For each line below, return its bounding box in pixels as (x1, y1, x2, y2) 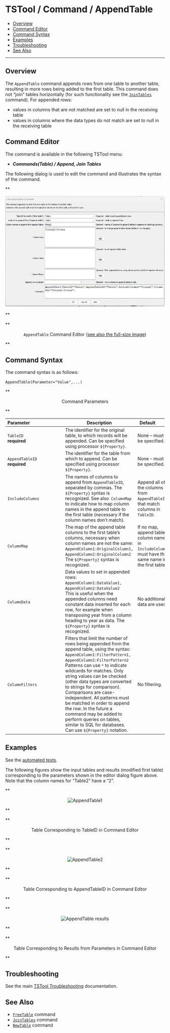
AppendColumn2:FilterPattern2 (65, 658, 129, 663)
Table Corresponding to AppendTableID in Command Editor (23, 886, 147, 892)
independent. (65, 695, 93, 701)
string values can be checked (65, 673, 126, 680)
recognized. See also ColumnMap (65, 495, 132, 501)
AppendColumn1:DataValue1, (65, 581, 122, 586)
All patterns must (94, 695, 130, 701)
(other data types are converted (65, 678, 132, 685)
